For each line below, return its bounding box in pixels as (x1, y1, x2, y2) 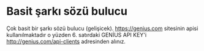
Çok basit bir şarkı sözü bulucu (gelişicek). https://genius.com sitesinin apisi (6, 25, 198, 32)
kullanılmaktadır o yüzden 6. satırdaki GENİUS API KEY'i (6, 31, 147, 38)
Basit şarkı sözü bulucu (6, 4, 127, 18)
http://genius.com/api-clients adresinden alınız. (6, 37, 126, 45)
